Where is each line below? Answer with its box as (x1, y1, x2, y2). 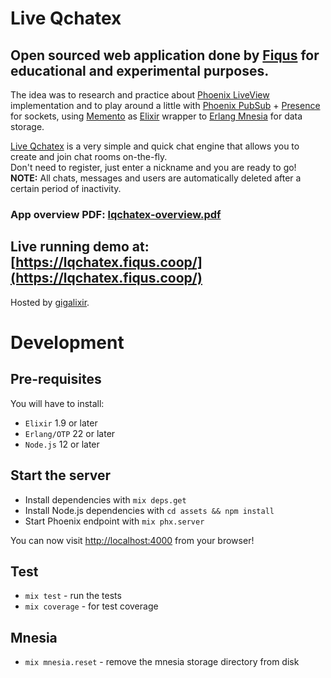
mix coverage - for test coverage (24, 600, 159, 612)
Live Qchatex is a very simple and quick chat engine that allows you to (10, 140, 300, 152)
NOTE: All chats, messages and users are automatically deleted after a (10, 172, 302, 184)
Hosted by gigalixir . (10, 296, 90, 308)
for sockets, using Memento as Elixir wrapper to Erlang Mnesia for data (10, 110, 303, 122)
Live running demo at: (10, 238, 150, 256)
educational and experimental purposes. (10, 62, 270, 79)
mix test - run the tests (24, 590, 122, 602)
